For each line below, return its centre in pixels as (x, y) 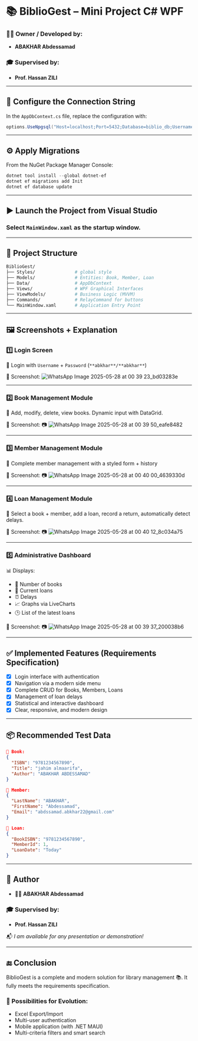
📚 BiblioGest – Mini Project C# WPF (95, 12)
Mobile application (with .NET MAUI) (59, 1027)
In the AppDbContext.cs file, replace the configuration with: (77, 116)
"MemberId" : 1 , (30, 845)
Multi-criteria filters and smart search (60, 1033)
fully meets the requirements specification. (58, 985)
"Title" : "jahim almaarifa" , (47, 768)
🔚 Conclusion (32, 963)
